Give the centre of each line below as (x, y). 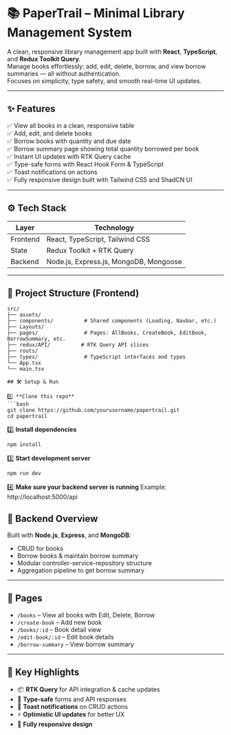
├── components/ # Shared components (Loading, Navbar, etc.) (112, 321)
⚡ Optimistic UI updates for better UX (71, 714)
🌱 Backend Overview (53, 519)
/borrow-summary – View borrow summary (75, 644)
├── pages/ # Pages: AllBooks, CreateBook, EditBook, (107, 333)
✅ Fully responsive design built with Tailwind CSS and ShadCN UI (100, 179)
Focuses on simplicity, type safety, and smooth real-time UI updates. (104, 80)
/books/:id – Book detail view (59, 629)
